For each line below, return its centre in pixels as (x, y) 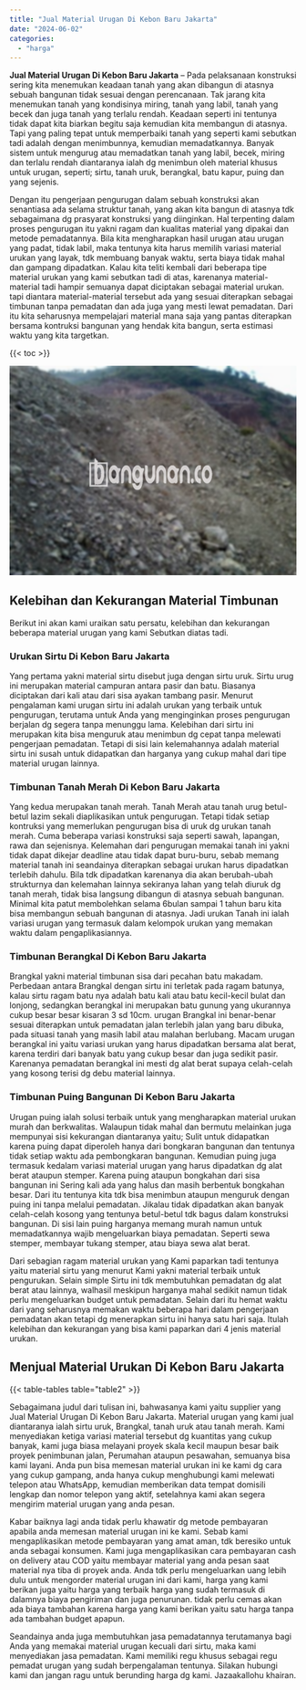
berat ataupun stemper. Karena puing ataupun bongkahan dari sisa (135, 1175)
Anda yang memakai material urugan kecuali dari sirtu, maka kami (133, 1646)
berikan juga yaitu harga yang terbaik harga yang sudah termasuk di (138, 1590)
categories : (32, 38)
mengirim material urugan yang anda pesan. (92, 1504)
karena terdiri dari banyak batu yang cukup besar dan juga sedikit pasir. (144, 1054)
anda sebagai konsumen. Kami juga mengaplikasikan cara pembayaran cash (153, 1550)
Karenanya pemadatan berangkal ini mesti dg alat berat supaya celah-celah (151, 1064)
